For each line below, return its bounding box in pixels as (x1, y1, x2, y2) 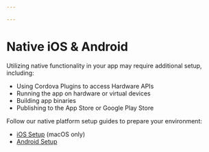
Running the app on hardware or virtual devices (16, 89, 151, 97)
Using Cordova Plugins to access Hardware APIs (16, 82, 154, 90)
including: (6, 69, 35, 77)
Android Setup (16, 137, 58, 145)
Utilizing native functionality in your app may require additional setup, (6, 61, 203, 70)
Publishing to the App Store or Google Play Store (16, 104, 154, 112)
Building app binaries (16, 96, 77, 104)
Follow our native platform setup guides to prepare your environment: (6, 117, 203, 125)
